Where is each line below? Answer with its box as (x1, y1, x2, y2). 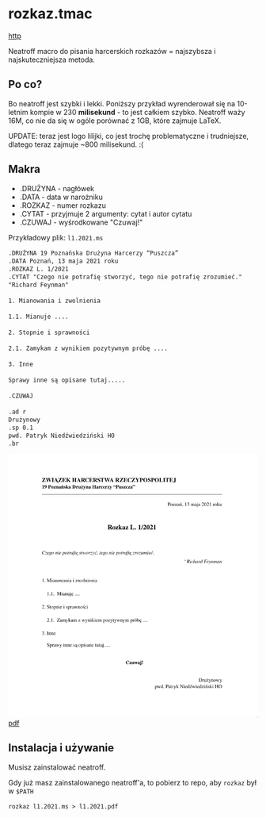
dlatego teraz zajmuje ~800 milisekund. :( (8, 140, 144, 149)
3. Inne (8, 360, 34, 368)
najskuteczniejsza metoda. (8, 55, 95, 64)
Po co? (8, 78, 43, 91)
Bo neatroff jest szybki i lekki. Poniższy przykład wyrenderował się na (8, 98, 236, 108)
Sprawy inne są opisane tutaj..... (8, 376, 126, 384)
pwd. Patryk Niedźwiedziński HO (8, 432, 115, 440)
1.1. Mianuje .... (8, 313, 69, 321)
